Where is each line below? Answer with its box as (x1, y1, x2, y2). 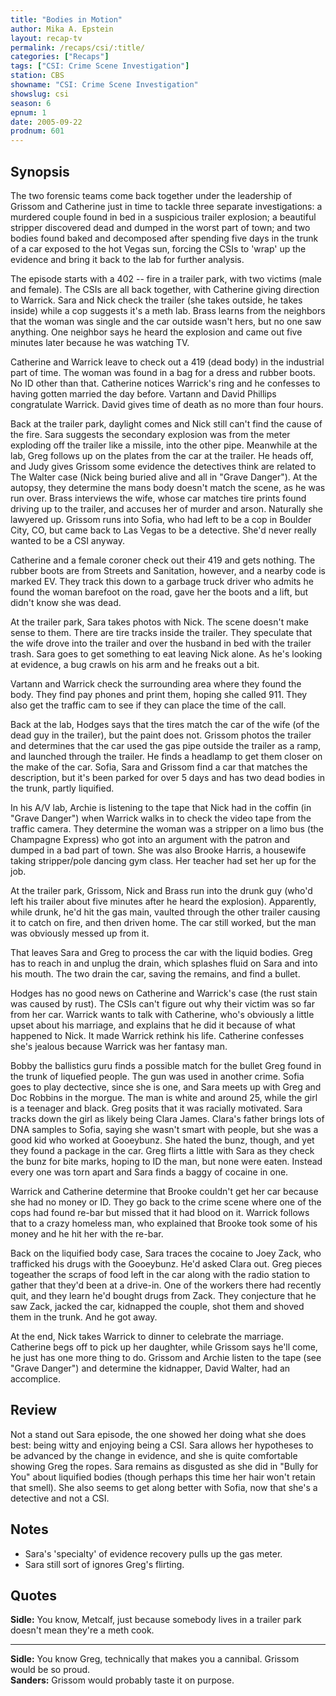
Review (10, 1402, 58, 1419)
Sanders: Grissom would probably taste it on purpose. (10, 1674, 235, 1686)
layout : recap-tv (10, 33, 83, 43)
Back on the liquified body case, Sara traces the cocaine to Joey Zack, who (10, 1247, 322, 1259)
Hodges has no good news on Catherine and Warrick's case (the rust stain (10, 987, 318, 999)
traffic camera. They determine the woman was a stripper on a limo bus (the (10, 822, 324, 835)
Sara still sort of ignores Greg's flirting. (24, 1558, 185, 1570)
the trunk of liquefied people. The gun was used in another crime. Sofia (10, 1070, 305, 1082)
